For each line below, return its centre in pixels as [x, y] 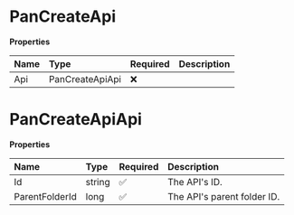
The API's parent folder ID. [223, 196]
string [98, 182]
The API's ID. [195, 182]
